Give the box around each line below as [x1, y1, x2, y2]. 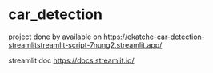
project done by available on [8, 32, 102, 41]
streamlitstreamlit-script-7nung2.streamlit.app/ [8, 40, 163, 49]
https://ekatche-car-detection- [103, 32, 206, 41]
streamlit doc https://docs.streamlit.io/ [8, 56, 135, 65]
